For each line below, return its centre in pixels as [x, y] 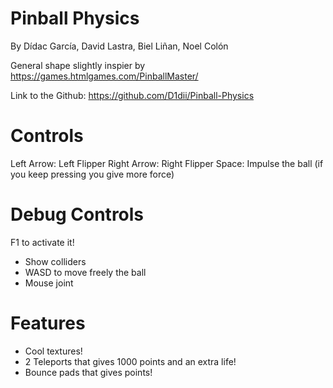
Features [48, 323]
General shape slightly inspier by [78, 65]
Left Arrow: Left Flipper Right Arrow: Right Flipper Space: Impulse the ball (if [167, 163]
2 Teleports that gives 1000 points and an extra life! [130, 361]
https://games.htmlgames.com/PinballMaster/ [104, 76]
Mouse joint [49, 283]
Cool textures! [53, 351]
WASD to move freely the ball [85, 272]
